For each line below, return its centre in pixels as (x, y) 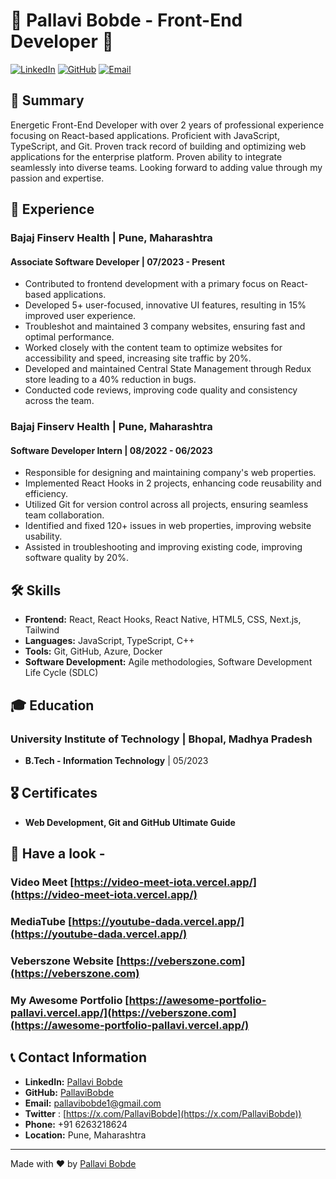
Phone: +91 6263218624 (76, 1124)
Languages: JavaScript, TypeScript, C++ (109, 641)
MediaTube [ (41, 921)
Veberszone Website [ (65, 961)
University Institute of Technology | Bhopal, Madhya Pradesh (161, 739)
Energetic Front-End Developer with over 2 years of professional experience (167, 125)
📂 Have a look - (58, 854)
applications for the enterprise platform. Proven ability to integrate (146, 156)
